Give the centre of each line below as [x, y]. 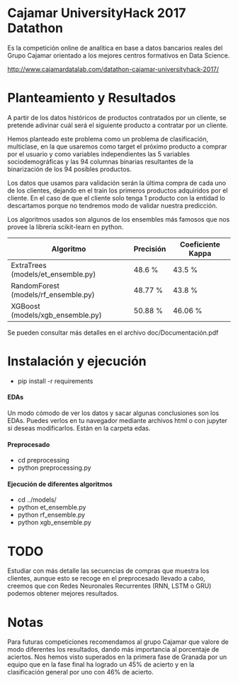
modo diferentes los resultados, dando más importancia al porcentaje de [113, 650]
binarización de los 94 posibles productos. [70, 169]
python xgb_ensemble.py [55, 522]
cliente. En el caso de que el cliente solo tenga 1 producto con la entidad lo [116, 198]
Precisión [150, 249]
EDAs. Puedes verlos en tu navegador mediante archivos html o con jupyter [118, 421]
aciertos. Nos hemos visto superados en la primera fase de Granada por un [117, 657]
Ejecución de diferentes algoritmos [60, 484]
